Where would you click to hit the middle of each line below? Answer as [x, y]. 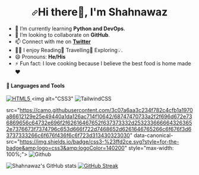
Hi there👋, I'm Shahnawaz [103, 12]
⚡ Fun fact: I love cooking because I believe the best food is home [95, 63]
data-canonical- [153, 135]
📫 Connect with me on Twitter [53, 42]
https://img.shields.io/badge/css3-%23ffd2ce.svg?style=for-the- [99, 142]
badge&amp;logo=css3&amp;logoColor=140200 [65, 148]
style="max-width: [151, 148]
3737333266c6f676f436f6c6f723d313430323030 [68, 135]
